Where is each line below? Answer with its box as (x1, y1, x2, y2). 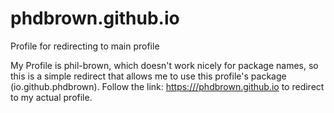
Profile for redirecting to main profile (10, 40, 160, 52)
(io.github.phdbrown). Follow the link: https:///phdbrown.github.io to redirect (10, 80, 325, 92)
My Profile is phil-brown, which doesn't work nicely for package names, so (10, 59, 319, 71)
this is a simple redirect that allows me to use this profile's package (10, 70, 287, 82)
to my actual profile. (10, 91, 93, 103)
